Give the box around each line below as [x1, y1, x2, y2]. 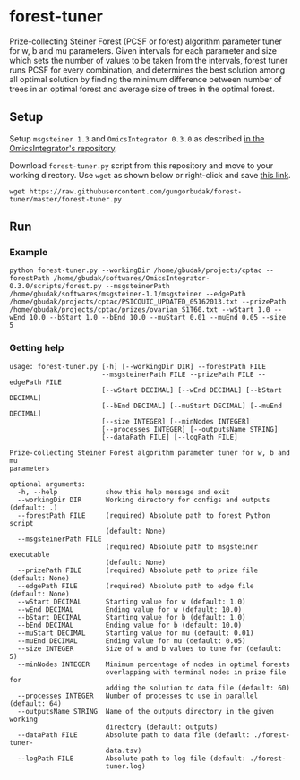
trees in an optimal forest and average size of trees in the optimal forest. [9, 83, 275, 94]
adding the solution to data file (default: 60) [105, 683, 291, 692]
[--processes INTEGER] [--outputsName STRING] [101, 424, 279, 433]
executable [9, 550, 50, 559]
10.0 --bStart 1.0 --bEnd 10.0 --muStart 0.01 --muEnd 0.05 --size [29, 313, 287, 322]
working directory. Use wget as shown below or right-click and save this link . [9, 169, 291, 180]
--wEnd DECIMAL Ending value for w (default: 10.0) [17, 604, 243, 614]
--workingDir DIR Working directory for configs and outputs [17, 495, 270, 504]
